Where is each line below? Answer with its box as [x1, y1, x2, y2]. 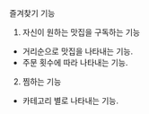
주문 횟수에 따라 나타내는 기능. [22, 57, 128, 67]
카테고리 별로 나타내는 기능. [22, 95, 119, 106]
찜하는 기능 [22, 76, 62, 87]
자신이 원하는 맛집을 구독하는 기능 [22, 27, 141, 38]
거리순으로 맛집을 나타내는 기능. [22, 46, 133, 57]
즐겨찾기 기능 [9, 8, 56, 18]
